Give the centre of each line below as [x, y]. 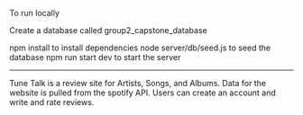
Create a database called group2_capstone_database [108, 30]
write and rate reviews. [52, 102]
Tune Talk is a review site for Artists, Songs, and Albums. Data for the [138, 83]
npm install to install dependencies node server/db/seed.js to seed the [140, 48]
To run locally [35, 13]
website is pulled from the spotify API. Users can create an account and [143, 93]
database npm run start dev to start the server [95, 57]
